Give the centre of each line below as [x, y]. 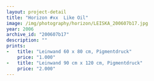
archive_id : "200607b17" [38, 35]
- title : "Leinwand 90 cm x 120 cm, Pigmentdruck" [75, 63]
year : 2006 [20, 29]
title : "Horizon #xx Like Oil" [47, 18]
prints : [16, 46]
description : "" [27, 40]
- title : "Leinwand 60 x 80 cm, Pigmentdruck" [69, 52]
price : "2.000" [37, 69]
